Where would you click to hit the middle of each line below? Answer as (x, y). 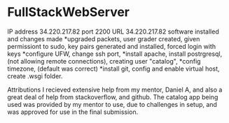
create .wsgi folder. (35, 76)
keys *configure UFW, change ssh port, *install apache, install (97, 54)
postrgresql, (205, 54)
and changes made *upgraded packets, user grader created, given (104, 38)
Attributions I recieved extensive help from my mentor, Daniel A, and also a (115, 89)
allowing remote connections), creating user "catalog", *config (111, 61)
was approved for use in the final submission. (73, 112)
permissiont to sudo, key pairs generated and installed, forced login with (111, 46)
